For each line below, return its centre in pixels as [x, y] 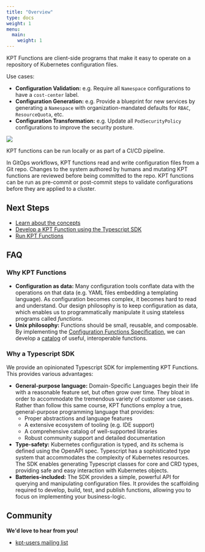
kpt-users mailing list [42, 542]
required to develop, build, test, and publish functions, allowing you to [103, 490]
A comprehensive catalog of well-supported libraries [91, 431]
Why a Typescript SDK [41, 354]
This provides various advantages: [50, 374]
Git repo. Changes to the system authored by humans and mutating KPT [97, 169]
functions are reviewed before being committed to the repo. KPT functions [100, 176]
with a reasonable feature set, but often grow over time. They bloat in [102, 392]
